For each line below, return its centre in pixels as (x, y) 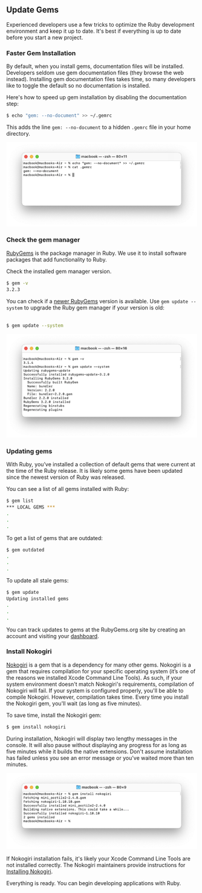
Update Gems (33, 10)
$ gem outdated (25, 550)
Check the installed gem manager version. (59, 271)
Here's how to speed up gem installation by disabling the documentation (96, 97)
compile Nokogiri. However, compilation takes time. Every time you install (97, 697)
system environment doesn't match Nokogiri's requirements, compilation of (100, 684)
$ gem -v (17, 283)
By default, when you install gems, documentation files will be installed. (95, 67)
